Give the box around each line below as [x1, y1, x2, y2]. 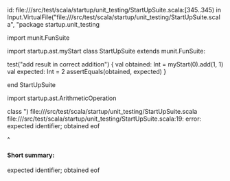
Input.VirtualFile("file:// [7, 13, 72, 21]
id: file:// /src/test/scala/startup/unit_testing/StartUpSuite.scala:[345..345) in [7, 6, 222, 14]
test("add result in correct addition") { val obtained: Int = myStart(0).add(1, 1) [7, 60, 224, 68]
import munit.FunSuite [7, 34, 70, 42]
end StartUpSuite [7, 81, 56, 88]
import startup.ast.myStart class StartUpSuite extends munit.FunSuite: [7, 47, 206, 55]
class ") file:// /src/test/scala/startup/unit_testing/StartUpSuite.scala [7, 108, 198, 115]
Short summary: [7, 151, 55, 159]
